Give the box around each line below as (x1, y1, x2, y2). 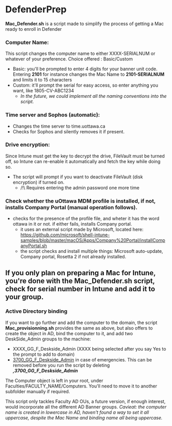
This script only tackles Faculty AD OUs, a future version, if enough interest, (5, 398, 166, 404)
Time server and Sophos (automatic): (5, 111, 100, 118)
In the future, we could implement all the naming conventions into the (20, 93, 167, 99)
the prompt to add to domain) (12, 351, 75, 357)
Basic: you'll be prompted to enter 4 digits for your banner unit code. (12, 66, 158, 72)
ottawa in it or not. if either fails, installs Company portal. (12, 221, 132, 227)
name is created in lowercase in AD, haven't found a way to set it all (5, 409, 149, 415)
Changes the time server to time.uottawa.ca (12, 123, 106, 129)
